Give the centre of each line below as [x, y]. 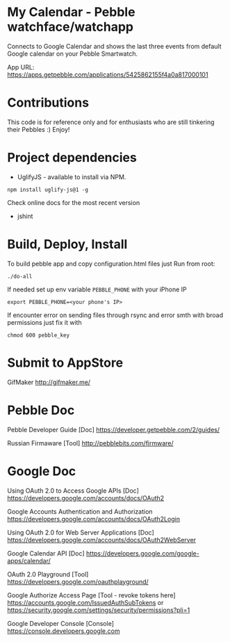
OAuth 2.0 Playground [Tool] [48, 574]
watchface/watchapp [71, 27]
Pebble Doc [41, 410]
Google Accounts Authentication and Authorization [80, 511]
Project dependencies [72, 158]
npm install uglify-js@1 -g [48, 190]
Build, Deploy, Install [67, 244]
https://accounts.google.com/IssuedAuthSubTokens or [85, 602]
